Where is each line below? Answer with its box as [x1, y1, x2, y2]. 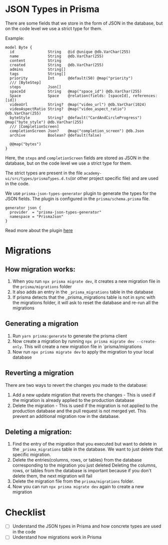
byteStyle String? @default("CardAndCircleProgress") [9, 115, 142, 120]
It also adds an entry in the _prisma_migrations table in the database [12, 289, 153, 295]
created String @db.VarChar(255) [9, 62, 104, 67]
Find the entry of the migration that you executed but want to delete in [12, 441, 157, 447]
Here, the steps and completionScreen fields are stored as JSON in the [5, 155, 149, 161]
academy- [83, 171, 102, 176]
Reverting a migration [5, 369, 74, 377]
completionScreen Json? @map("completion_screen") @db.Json [9, 128, 144, 134]
